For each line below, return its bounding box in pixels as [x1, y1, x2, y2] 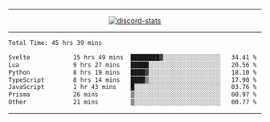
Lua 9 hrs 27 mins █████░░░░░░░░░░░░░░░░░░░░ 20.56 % [8, 61, 257, 69]
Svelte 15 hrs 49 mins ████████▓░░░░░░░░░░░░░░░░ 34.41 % [8, 53, 257, 61]
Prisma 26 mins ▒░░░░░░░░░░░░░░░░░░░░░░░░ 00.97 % [8, 91, 257, 99]
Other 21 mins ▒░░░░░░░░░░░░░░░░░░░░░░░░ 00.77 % [8, 98, 257, 107]
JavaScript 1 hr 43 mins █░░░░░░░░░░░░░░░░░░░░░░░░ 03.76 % [8, 83, 257, 91]
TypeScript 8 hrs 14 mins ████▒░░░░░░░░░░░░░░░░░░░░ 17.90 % [8, 75, 257, 84]
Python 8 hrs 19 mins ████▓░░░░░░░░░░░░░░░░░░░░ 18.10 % [8, 68, 257, 76]
